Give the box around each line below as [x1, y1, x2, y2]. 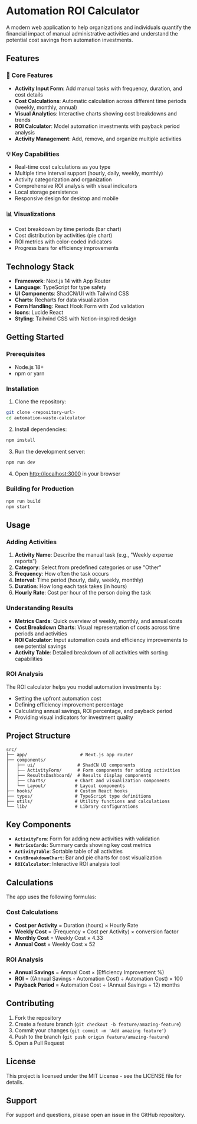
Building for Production [6, 484, 74, 493]
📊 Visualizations [6, 210, 56, 218]
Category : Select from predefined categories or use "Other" [14, 564, 162, 571]
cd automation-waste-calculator [6, 415, 86, 421]
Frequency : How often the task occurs [14, 570, 109, 577]
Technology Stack [6, 262, 74, 272]
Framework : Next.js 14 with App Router [14, 277, 111, 285]
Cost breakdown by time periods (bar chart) [14, 226, 122, 233]
